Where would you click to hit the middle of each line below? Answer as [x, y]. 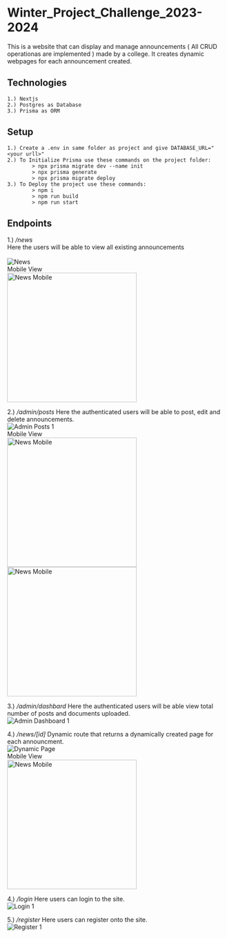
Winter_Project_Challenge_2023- [105, 13]
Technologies [37, 83]
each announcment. [36, 742]
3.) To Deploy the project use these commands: [77, 184]
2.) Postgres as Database [44, 105]
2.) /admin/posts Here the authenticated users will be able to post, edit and [114, 412]
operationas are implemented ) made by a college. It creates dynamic [106, 54]
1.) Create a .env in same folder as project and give [88, 148]
